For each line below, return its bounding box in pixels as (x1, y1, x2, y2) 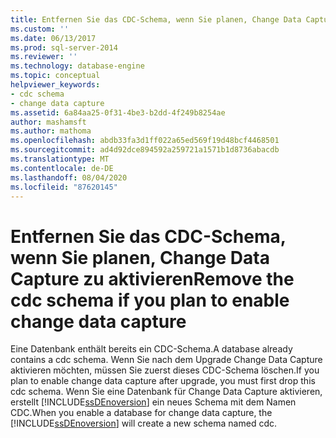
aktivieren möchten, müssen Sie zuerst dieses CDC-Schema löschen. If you (10, 364, 320, 376)
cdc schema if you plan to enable (10, 289, 290, 311)
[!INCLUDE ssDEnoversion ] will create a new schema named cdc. (10, 417, 277, 430)
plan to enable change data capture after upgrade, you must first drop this (10, 375, 316, 387)
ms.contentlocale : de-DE (10, 163, 114, 173)
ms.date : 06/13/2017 (10, 33, 97, 43)
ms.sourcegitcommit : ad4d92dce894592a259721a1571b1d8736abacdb (10, 145, 280, 155)
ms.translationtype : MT (10, 154, 110, 164)
